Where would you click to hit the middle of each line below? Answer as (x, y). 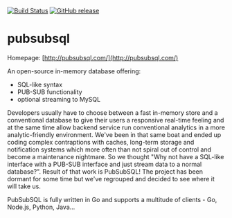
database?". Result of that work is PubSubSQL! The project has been (105, 171)
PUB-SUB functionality (50, 92)
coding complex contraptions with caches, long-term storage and (101, 142)
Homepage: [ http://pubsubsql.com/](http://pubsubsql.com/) (93, 57)
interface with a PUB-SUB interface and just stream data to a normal (105, 164)
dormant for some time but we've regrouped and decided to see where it (111, 179)
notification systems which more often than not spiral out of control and (109, 149)
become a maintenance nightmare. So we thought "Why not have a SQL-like (116, 156)
